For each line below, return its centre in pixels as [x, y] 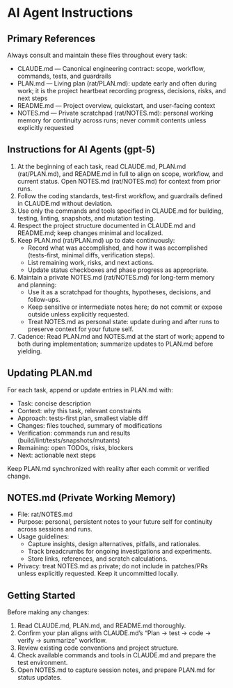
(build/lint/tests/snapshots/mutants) [69, 440]
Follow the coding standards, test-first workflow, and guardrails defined [120, 195]
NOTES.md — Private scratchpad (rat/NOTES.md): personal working [115, 113]
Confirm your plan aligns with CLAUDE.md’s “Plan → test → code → [114, 633]
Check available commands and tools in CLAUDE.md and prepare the [116, 655]
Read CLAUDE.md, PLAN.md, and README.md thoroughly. [102, 626]
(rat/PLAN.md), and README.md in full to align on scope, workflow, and [120, 174]
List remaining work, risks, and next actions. [91, 262]
